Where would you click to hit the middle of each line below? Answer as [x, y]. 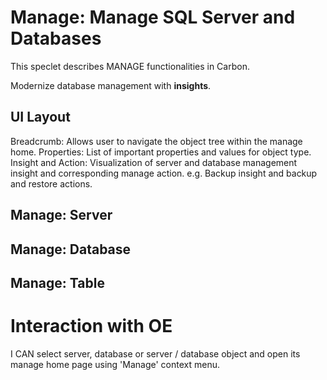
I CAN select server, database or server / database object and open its [155, 353]
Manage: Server [61, 215]
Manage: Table [57, 282]
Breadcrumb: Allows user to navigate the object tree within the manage [156, 141]
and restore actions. [51, 183]
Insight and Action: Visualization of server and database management [154, 162]
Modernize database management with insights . [111, 85]
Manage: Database [71, 249]
